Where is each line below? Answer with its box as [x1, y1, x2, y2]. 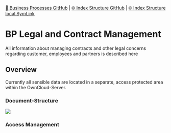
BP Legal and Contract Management [5, 29, 162, 40]
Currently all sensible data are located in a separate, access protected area [5, 79, 163, 85]
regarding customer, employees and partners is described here [5, 50, 138, 57]
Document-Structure [5, 97, 59, 104]
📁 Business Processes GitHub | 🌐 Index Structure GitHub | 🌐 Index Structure [5, 5, 166, 11]
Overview [5, 65, 37, 74]
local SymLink [5, 11, 35, 16]
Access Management [5, 121, 60, 128]
